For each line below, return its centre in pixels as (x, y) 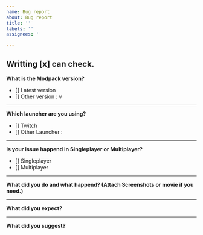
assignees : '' (24, 34)
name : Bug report (28, 12)
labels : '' (20, 29)
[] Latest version (35, 90)
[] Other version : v (38, 96)
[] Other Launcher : (39, 132)
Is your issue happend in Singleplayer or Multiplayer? (75, 149)
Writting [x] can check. (50, 64)
